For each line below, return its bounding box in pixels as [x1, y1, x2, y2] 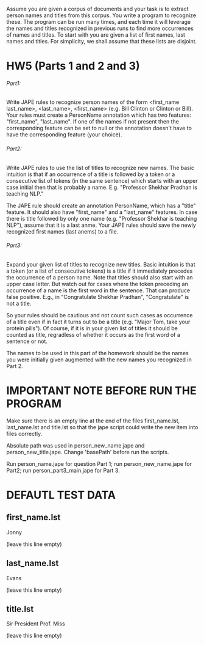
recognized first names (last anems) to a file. [6, 227, 119, 235]
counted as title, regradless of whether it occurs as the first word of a [6, 331, 181, 338]
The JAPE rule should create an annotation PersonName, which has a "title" [6, 202, 196, 209]
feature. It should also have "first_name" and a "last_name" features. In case [6, 208, 198, 216]
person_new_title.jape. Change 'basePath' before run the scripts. [6, 448, 169, 455]
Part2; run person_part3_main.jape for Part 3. [6, 466, 120, 474]
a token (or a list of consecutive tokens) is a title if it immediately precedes [6, 267, 193, 275]
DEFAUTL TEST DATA [6, 488, 116, 502]
